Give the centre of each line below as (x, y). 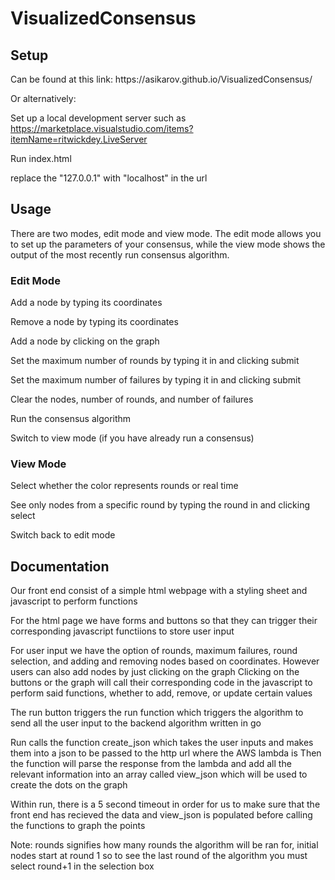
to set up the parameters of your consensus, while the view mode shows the (168, 244)
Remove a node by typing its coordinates (94, 322)
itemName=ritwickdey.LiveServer (79, 139)
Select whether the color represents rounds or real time (124, 486)
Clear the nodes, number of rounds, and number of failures (132, 399)
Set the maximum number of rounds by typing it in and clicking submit (155, 361)
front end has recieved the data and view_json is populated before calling (161, 815)
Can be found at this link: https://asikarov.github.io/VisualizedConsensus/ (161, 79)
